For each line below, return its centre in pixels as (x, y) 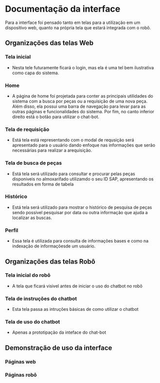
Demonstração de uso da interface (59, 348)
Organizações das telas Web (49, 43)
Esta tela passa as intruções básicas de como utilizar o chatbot (75, 309)
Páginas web (21, 362)
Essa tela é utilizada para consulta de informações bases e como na (80, 241)
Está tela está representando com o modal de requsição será (73, 140)
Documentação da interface (63, 9)
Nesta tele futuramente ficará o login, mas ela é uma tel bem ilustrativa (83, 67)
